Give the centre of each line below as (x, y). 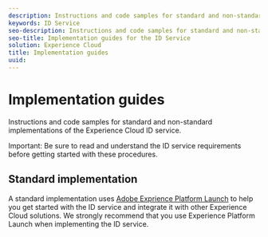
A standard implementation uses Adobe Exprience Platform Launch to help (131, 198)
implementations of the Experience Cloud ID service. (95, 130)
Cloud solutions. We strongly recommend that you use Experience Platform (132, 215)
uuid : (17, 61)
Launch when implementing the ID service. (79, 223)
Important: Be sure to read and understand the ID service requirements (125, 145)
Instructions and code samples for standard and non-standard (110, 121)
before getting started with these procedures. (83, 154)
